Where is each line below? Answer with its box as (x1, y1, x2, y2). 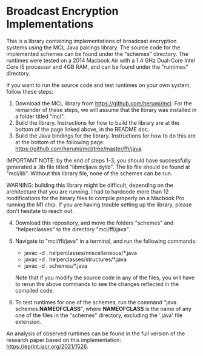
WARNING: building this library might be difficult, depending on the (6, 181, 174, 189)
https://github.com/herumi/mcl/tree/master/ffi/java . (15, 145, 144, 152)
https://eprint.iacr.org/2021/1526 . (6, 343, 89, 350)
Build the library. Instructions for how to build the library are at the (15, 119, 180, 126)
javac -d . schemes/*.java (24, 262, 88, 269)
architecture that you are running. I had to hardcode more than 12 (6, 187, 169, 195)
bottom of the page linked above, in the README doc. (15, 125, 150, 133)
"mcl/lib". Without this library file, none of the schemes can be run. (6, 169, 173, 177)
